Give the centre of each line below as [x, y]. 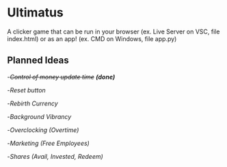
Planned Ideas [38, 61]
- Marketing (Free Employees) [49, 143]
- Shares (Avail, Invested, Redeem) [55, 156]
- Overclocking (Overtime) [43, 130]
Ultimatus [35, 13]
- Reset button [26, 90]
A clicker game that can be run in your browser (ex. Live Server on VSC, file [113, 31]
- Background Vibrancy [39, 116]
